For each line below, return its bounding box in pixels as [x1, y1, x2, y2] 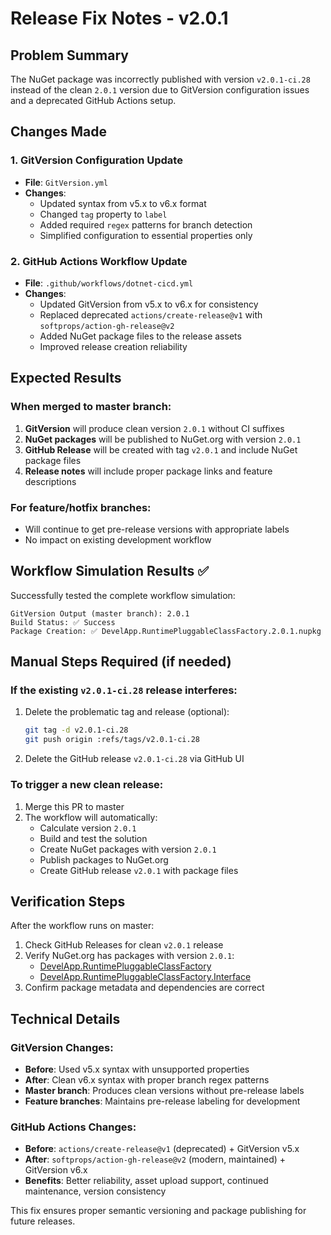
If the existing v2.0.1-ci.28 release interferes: [10, 683, 238, 697]
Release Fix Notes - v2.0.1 [10, 7, 229, 30]
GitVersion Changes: [10, 1040, 114, 1054]
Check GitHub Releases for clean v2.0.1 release [24, 939, 224, 951]
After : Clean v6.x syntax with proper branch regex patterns [24, 1074, 270, 1086]
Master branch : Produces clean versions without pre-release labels [24, 1085, 305, 1097]
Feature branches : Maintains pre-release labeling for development [24, 1095, 301, 1107]
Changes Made [10, 123, 107, 141]
